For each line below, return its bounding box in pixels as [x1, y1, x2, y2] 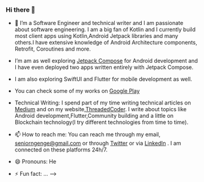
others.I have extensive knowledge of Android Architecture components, [14, 39, 198, 46]
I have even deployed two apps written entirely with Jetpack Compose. [14, 64, 194, 71]
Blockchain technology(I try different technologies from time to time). [14, 118, 189, 126]
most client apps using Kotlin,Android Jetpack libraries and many [14, 32, 178, 40]
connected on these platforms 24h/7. [14, 146, 108, 153]
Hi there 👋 [5, 5, 36, 14]
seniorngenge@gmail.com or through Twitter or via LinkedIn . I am [14, 140, 181, 147]
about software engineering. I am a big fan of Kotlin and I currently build [14, 26, 196, 33]
